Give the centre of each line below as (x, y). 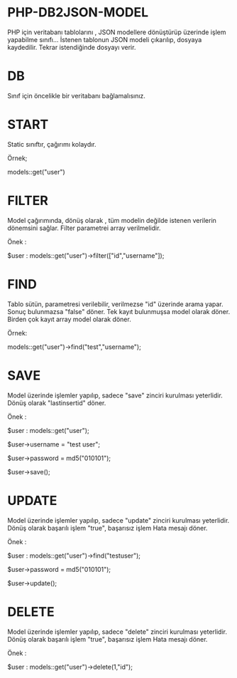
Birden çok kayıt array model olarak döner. (69, 319)
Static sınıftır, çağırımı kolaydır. (52, 144)
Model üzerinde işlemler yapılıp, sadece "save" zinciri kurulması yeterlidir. (115, 395)
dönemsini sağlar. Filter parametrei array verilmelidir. (84, 228)
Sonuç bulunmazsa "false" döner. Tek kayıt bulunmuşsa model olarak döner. (119, 311)
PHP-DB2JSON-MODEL (78, 12)
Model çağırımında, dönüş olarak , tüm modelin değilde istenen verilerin (112, 220)
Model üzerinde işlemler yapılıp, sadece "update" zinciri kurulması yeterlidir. (118, 520)
